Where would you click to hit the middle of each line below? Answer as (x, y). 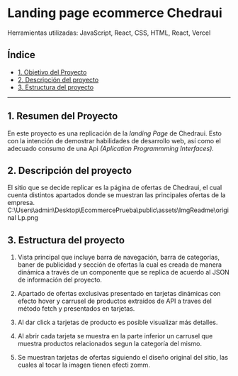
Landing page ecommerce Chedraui (115, 13)
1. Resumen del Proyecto (63, 116)
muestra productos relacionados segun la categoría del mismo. (110, 344)
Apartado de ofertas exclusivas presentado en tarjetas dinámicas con (119, 294)
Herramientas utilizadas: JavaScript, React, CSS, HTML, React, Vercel (109, 33)
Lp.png (28, 218)
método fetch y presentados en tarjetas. (76, 309)
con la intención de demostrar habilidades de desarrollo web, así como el (114, 140)
